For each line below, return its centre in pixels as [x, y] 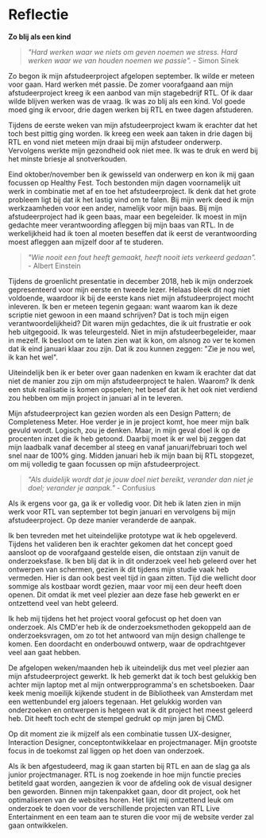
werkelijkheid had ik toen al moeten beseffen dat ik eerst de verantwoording [133, 233]
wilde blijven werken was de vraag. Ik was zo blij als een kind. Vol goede [127, 101]
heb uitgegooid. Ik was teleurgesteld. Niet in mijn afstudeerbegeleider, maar [132, 332]
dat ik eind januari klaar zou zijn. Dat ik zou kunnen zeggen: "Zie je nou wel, [132, 348]
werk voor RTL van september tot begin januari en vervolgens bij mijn [122, 511]
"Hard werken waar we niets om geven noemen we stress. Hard [133, 52]
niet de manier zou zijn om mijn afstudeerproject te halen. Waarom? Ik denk [132, 381]
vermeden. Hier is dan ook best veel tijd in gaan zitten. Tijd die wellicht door [132, 577]
